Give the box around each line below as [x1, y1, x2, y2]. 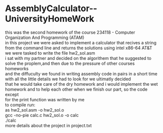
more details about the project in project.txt [5, 122, 92, 128]
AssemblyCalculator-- [5, 3, 97, 14]
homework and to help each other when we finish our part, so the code [5, 86, 147, 92]
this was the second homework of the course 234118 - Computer [5, 29, 135, 35]
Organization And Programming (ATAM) [5, 35, 85, 40]
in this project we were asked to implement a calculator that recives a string [5, 39, 157, 45]
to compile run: [5, 102, 36, 108]
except [5, 91, 19, 97]
